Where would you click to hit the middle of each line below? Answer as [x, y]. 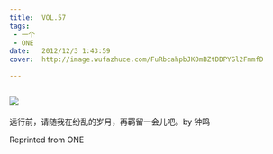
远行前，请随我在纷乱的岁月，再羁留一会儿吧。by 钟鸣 [110, 122]
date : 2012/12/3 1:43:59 [60, 51]
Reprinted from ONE [47, 140]
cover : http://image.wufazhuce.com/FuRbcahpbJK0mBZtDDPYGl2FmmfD [136, 59]
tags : [19, 26]
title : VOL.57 [38, 18]
